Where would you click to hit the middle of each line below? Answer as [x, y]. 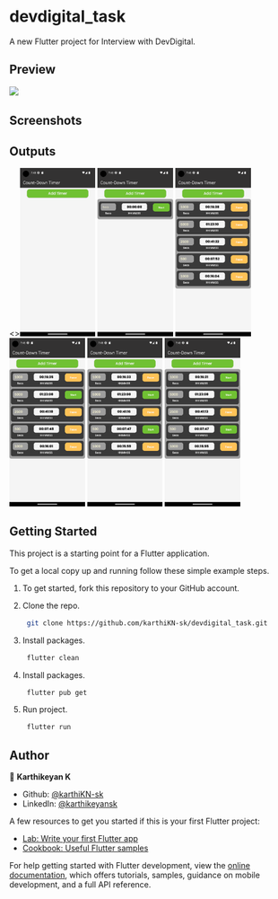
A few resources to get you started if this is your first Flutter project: [135, 821]
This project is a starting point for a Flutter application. [109, 553]
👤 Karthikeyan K [40, 777]
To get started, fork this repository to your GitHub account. [131, 588]
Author [29, 755]
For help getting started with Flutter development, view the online [130, 866]
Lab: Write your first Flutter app [80, 839]
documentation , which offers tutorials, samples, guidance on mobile [135, 875]
